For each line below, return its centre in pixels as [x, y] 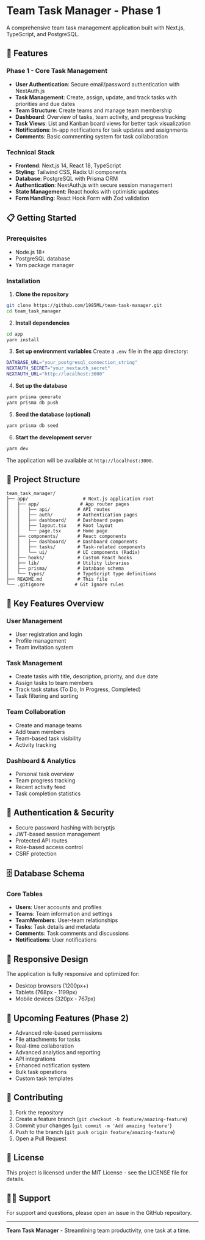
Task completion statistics [48, 793]
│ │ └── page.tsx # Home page [57, 531]
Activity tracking [36, 744]
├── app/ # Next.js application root [80, 499]
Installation [23, 281]
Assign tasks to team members [54, 683]
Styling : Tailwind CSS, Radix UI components [71, 172]
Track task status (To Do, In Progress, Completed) [78, 689]
